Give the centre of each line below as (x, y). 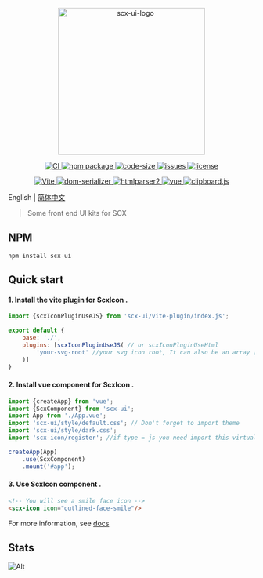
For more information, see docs (59, 523)
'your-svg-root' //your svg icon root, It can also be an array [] (148, 352)
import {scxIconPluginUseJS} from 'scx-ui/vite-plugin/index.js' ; (119, 316)
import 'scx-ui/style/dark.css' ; (63, 431)
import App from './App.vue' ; (58, 416)
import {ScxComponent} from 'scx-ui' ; (71, 409)
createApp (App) (33, 452)
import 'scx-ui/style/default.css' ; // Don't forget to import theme (124, 424)
